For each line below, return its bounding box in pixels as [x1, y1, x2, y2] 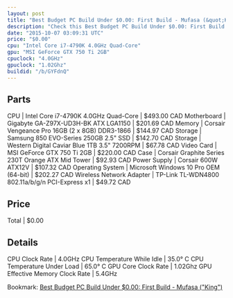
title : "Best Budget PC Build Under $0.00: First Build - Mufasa [7, 17, 200, 24]
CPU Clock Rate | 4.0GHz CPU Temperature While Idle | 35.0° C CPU [7, 254, 204, 263]
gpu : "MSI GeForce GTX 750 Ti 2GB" [7, 49, 110, 56]
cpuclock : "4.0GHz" [7, 55, 64, 62]
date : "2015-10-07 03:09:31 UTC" [7, 29, 104, 37]
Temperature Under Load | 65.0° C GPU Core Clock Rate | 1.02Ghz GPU [7, 262, 212, 270]
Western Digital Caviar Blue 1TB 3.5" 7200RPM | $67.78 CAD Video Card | [7, 141, 217, 149]
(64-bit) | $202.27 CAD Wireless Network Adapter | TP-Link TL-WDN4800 [7, 171, 220, 179]
